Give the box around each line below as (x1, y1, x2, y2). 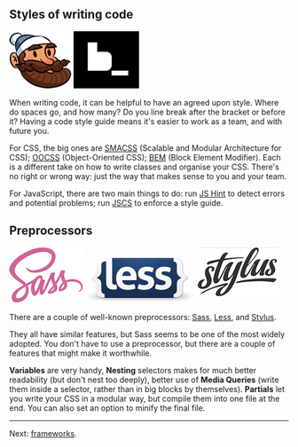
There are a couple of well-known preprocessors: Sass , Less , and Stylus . (9, 311, 277, 322)
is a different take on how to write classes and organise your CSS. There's (9, 161, 279, 172)
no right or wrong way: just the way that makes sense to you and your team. (9, 170, 287, 181)
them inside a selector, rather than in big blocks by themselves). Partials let (9, 383, 286, 394)
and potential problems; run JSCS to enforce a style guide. (9, 197, 223, 208)
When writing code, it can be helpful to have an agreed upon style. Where (9, 97, 279, 107)
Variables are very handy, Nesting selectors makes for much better (9, 365, 257, 375)
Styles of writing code (9, 7, 134, 22)
